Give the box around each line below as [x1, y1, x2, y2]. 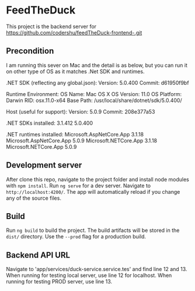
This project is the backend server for [6, 23, 97, 30]
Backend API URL [6, 250, 71, 260]
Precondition [6, 46, 54, 56]
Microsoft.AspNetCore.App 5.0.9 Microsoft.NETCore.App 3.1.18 [6, 137, 158, 144]
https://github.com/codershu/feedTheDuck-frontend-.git [6, 29, 142, 36]
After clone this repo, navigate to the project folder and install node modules [6, 176, 190, 183]
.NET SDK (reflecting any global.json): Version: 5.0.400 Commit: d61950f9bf [6, 79, 189, 86]
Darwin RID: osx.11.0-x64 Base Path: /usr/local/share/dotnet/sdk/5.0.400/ [6, 97, 182, 104]
